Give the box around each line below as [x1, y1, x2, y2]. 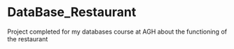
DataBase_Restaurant [7, 4, 137, 20]
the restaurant [7, 34, 48, 43]
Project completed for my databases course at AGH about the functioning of [7, 27, 228, 36]
